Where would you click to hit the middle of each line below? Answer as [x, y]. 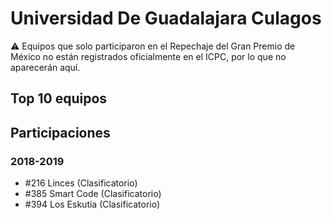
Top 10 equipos [59, 98]
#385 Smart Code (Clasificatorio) [93, 194]
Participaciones [60, 132]
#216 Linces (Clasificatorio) [81, 183]
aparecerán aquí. [45, 67]
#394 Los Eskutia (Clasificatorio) [92, 204]
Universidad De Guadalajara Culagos [166, 18]
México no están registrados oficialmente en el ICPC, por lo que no [148, 56]
